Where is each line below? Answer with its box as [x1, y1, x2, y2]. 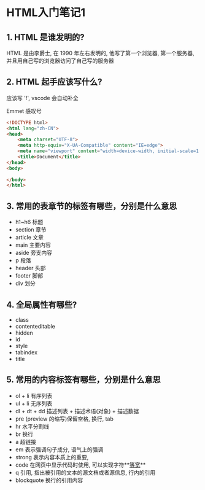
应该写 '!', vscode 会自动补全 [6, 94, 79, 101]
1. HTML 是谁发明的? [6, 32, 85, 42]
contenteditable [15, 322, 55, 330]
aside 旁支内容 [15, 249, 53, 257]
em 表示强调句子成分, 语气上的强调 [15, 446, 104, 453]
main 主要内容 [15, 241, 51, 249]
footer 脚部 [15, 272, 44, 279]
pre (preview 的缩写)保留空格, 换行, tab [15, 415, 114, 422]
